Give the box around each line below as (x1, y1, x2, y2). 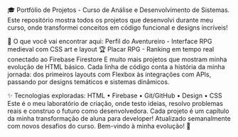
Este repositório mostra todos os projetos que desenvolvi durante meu (7, 16, 213, 24)
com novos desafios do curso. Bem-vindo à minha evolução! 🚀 (7, 122, 191, 130)
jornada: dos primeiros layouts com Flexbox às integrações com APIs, (7, 70, 212, 78)
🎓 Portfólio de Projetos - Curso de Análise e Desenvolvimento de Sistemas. (7, 6, 230, 14)
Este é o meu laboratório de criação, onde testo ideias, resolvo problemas (7, 100, 224, 107)
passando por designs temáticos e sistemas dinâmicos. (7, 78, 170, 86)
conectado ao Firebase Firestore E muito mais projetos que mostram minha (7, 55, 227, 64)
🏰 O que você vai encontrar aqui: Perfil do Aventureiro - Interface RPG (7, 37, 212, 45)
